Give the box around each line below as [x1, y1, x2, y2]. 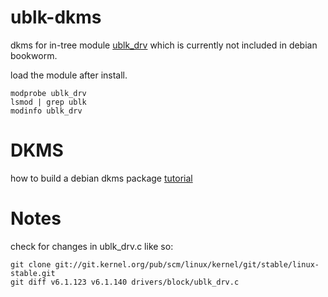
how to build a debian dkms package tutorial [10, 172, 193, 184]
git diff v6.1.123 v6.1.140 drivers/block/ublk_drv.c [10, 277, 240, 287]
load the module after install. [10, 69, 128, 81]
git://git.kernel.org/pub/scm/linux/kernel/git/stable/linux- [54, 259, 320, 270]
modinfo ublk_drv [10, 106, 83, 116]
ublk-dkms [10, 6, 102, 29]
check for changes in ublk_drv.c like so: [10, 240, 174, 252]
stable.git [10, 268, 56, 278]
